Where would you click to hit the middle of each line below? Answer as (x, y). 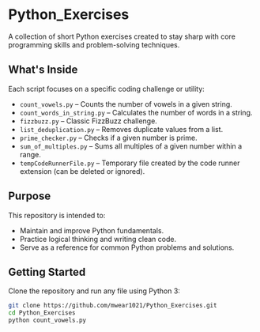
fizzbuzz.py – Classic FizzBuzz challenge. (89, 121)
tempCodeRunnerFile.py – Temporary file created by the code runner (130, 163)
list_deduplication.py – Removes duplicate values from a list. (121, 129)
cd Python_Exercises (42, 313)
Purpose (30, 196)
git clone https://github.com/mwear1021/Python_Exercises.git (113, 306)
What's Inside (43, 70)
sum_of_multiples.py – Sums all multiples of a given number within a (131, 146)
